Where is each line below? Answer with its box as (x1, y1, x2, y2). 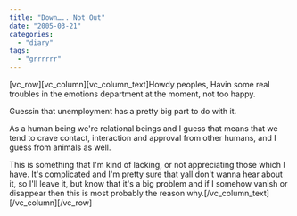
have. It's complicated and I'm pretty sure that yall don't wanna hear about (9, 169, 284, 179)
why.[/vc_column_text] (186, 188, 270, 198)
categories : (9, 29, 54, 38)
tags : (9, 46, 29, 55)
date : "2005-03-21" (9, 21, 82, 30)
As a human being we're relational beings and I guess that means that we (9, 123, 278, 134)
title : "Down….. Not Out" (9, 12, 105, 22)
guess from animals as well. (9, 142, 111, 153)
